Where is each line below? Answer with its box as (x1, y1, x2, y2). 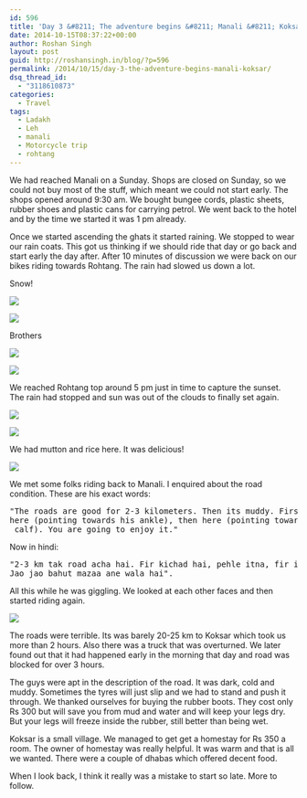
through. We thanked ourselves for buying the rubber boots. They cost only (9, 696, 294, 707)
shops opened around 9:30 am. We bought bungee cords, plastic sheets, (9, 194, 285, 205)
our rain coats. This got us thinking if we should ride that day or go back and (9, 240, 297, 251)
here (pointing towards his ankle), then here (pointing (9, 515, 270, 526)
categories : (9, 90, 55, 99)
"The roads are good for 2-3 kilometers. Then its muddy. (9, 505, 275, 516)
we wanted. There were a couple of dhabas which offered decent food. (9, 752, 278, 763)
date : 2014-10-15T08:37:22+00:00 (9, 30, 137, 39)
